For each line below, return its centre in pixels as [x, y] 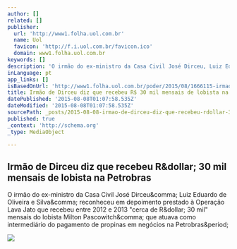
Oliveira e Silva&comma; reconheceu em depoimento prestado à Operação [116, 202]
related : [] [25, 20]
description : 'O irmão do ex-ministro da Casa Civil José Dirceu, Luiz [115, 66]
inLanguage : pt [30, 73]
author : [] [23, 14]
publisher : [23, 27]
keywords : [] [26, 60]
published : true [31, 119]
